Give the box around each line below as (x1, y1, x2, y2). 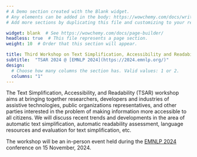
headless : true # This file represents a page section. (6, 36, 148, 42)
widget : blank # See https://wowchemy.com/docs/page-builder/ (6, 30, 164, 36)
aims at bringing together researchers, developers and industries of (6, 95, 169, 103)
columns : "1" (11, 73, 43, 79)
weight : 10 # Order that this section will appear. (6, 41, 138, 47)
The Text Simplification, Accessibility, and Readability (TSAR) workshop (6, 89, 179, 97)
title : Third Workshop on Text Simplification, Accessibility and (6, 52, 172, 57)
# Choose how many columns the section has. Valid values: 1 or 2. (11, 68, 180, 74)
